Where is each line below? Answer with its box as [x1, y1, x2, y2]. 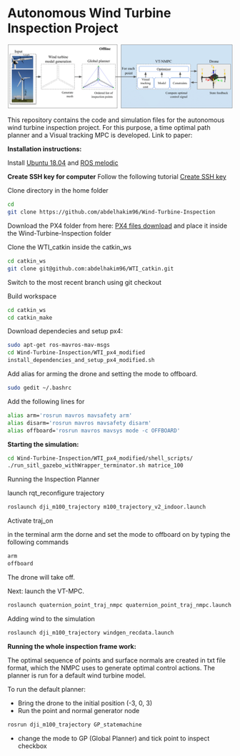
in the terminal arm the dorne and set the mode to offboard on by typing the [7, 530, 231, 539]
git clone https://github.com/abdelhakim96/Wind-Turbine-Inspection [7, 208, 216, 216]
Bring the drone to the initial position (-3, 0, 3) [17, 698, 153, 707]
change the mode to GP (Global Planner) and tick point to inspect [17, 734, 210, 742]
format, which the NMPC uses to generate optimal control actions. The [7, 663, 216, 672]
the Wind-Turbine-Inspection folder [7, 228, 112, 237]
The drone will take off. [7, 573, 75, 581]
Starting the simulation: [7, 440, 79, 448]
